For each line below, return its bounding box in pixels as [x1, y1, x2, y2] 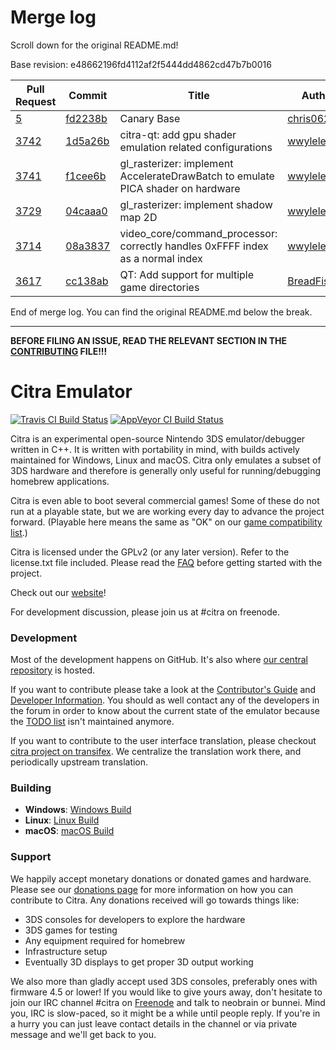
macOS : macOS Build [24, 825, 115, 837]
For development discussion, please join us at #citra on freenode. [10, 606, 281, 618]
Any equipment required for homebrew [24, 934, 186, 946]
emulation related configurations [119, 140, 273, 154]
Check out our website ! [10, 586, 107, 598]
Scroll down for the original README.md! [10, 39, 179, 51]
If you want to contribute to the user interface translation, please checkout [10, 735, 317, 747]
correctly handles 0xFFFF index [119, 239, 269, 253]
